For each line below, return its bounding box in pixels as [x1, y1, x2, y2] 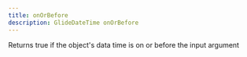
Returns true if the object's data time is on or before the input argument [8, 40, 240, 49]
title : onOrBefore [8, 11, 68, 20]
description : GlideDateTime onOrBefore [8, 19, 139, 27]
